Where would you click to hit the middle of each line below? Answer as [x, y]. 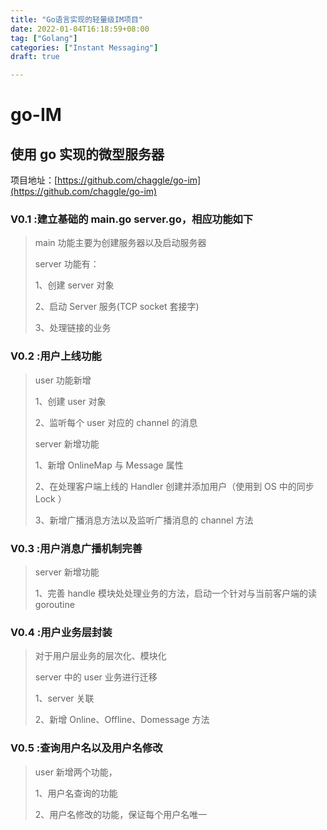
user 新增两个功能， [76, 772]
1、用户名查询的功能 [76, 793]
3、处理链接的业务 [73, 328]
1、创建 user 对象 [70, 401]
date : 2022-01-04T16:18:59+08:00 [80, 29]
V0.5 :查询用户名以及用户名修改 [86, 748]
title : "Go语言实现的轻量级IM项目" [76, 19]
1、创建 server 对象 [74, 285]
